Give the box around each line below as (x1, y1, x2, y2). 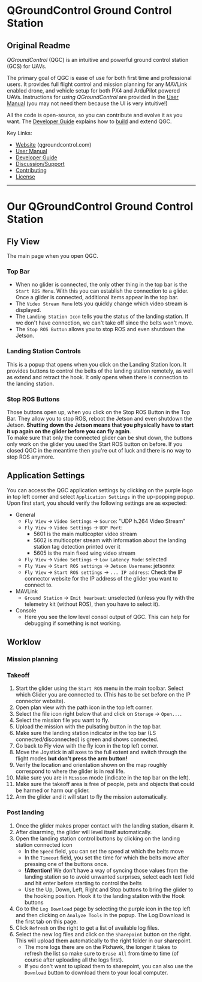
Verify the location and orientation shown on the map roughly (15, 761, 167, 769)
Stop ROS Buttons (7, 395, 60, 403)
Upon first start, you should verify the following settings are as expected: (7, 499, 187, 507)
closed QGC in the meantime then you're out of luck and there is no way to (7, 447, 191, 454)
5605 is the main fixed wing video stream (33, 549, 135, 557)
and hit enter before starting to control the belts (24, 879, 142, 886)
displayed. (15, 306, 41, 314)
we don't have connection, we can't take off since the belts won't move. (15, 319, 194, 326)
